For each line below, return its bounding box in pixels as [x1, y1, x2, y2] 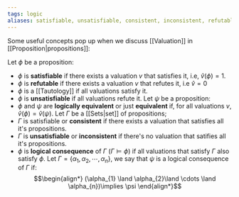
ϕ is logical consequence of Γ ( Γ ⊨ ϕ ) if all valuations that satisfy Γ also [17, 147, 230, 155]
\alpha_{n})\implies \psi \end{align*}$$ [68, 182, 182, 191]
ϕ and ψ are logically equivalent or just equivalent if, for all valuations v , [17, 101, 232, 110]
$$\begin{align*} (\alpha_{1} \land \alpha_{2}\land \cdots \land [33, 174, 216, 183]
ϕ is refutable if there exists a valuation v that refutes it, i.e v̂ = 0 [17, 79, 208, 87]
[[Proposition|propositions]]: [7, 44, 90, 52]
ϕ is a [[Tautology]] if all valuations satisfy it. [17, 86, 148, 95]
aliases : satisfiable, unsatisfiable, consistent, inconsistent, [7, 17, 205, 24]
